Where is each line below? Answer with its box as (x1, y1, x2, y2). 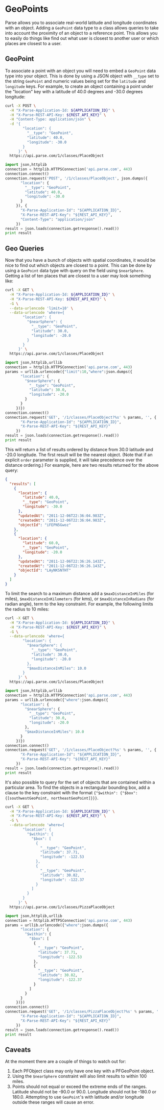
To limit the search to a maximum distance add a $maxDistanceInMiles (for (5, 590, 154, 596)
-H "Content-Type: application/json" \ (9, 117, 91, 122)
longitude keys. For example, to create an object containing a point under (5, 83, 154, 89)
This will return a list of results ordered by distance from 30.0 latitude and (5, 446, 153, 452)
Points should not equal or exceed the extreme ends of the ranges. (12, 1084, 147, 1089)
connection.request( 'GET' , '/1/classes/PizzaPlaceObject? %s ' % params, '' (5, 1009, 161, 1014)
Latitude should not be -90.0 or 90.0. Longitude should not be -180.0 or (12, 1089, 157, 1095)
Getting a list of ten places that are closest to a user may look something (5, 273, 151, 279)
